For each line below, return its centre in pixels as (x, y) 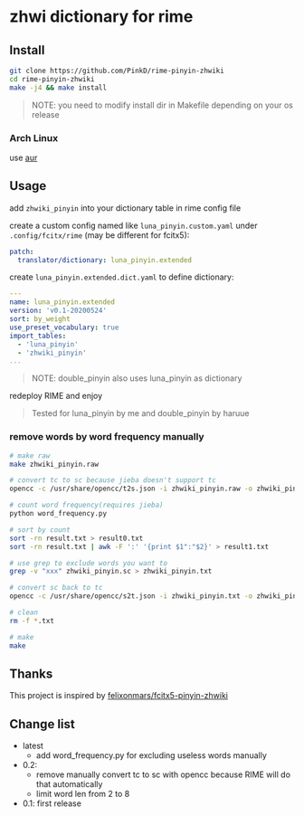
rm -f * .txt (32, 621)
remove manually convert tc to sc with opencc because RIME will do (163, 774)
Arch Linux (34, 138)
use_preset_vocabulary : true (64, 327)
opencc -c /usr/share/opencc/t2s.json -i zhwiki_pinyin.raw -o (131, 489)
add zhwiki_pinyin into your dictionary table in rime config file (125, 208)
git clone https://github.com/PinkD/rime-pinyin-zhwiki (117, 71)
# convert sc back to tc (56, 588)
